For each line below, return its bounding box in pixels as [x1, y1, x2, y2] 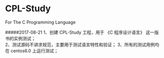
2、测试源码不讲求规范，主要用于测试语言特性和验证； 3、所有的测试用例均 [5, 41, 160, 47]
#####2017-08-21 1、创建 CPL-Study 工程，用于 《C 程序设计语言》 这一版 [5, 29, 159, 35]
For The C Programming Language [5, 19, 76, 25]
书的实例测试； [5, 35, 36, 41]
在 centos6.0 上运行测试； [5, 48, 58, 54]
